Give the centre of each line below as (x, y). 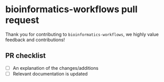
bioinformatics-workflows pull (71, 9)
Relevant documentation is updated (50, 74)
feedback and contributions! (35, 40)
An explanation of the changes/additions (56, 68)
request (22, 20)
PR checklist (26, 56)
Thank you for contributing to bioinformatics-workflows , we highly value (82, 34)
